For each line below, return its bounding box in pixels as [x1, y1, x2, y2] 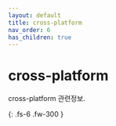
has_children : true [8, 33, 72, 41]
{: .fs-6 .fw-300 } [8, 110, 64, 119]
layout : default [8, 11, 61, 20]
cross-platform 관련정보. [8, 94, 86, 103]
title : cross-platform [8, 19, 82, 27]
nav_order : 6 [8, 26, 51, 34]
